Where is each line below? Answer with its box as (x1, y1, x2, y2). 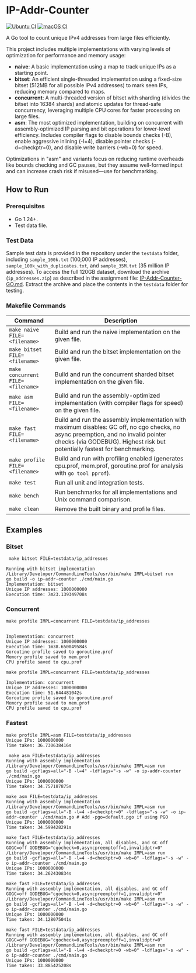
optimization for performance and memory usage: (6, 51, 126, 59)
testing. (6, 287, 24, 294)
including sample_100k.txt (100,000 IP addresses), (6, 256, 127, 263)
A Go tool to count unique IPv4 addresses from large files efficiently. (6, 34, 170, 41)
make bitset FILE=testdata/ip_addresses (8, 555, 108, 562)
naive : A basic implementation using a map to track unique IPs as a (14, 63, 176, 70)
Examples (6, 525, 43, 535)
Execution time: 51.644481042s (6, 690, 82, 696)
